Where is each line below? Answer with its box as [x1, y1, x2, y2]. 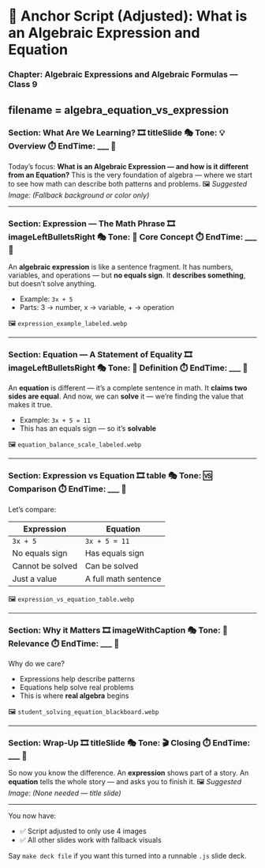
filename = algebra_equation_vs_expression [8, 103, 230, 117]
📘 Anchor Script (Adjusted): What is [8, 7, 248, 25]
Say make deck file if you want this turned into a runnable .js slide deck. [8, 851, 247, 861]
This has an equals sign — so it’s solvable [19, 424, 156, 433]
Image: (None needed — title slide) [8, 788, 121, 798]
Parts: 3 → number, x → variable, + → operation [19, 303, 175, 312]
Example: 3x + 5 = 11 [19, 415, 91, 425]
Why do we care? [8, 659, 65, 668]
